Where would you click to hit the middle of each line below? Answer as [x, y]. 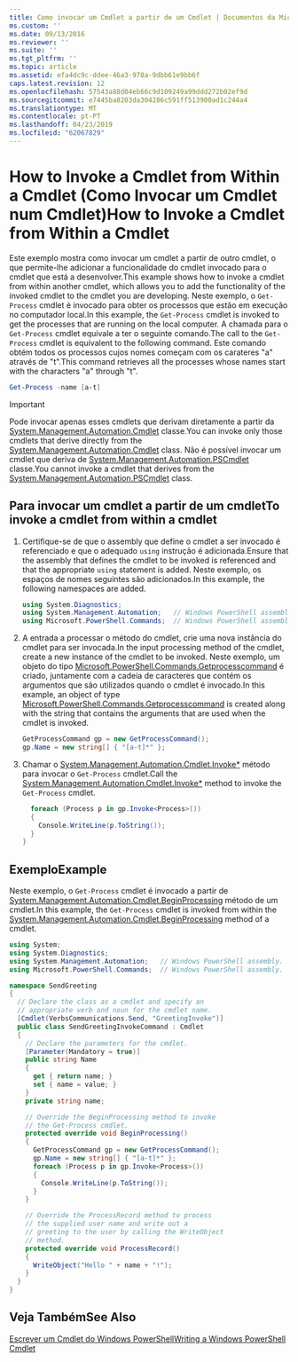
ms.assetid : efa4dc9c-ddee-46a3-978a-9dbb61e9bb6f [105, 75]
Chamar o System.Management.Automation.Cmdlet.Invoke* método [146, 764]
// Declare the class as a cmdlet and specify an [110, 1002]
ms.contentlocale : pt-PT [55, 116]
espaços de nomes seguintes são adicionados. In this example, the [143, 579]
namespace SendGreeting [53, 986]
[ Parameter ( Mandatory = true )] [83, 1051]
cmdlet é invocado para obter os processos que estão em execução [164, 305]
